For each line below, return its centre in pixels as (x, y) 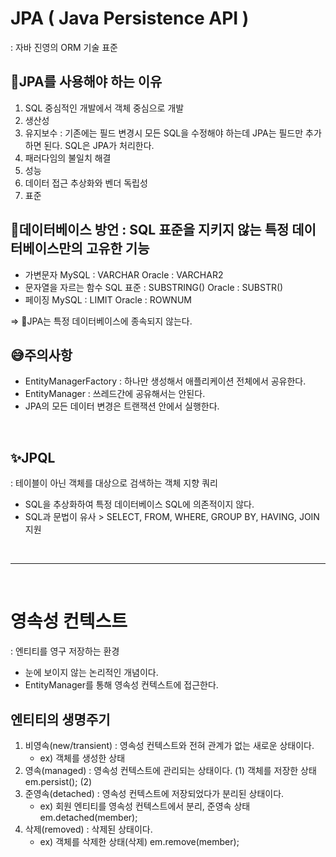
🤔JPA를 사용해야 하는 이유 (86, 82)
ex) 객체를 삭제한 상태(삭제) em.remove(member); (139, 841)
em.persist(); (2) (58, 781)
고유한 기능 (117, 248)
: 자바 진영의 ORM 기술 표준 (64, 47)
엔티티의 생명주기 (60, 719)
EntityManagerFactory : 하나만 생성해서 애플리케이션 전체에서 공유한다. (165, 381)
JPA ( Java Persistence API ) (130, 18)
